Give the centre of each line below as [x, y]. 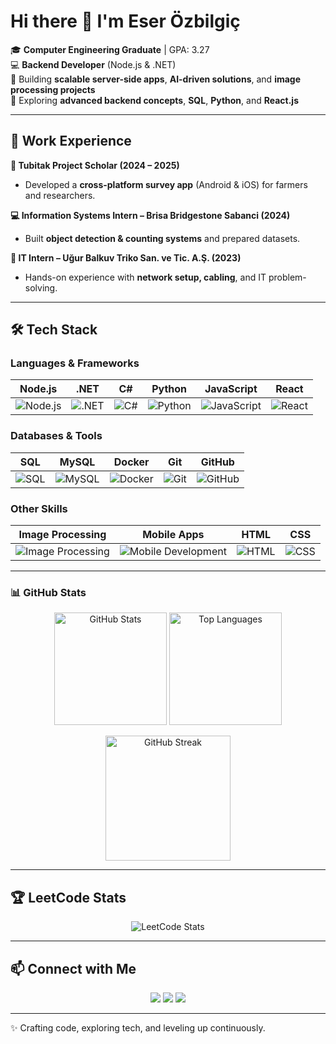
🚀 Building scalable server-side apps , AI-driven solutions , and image [156, 79]
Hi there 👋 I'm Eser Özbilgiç [125, 21]
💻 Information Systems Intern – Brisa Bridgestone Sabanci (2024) [150, 215]
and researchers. [60, 195]
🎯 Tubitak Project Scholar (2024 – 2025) [95, 165]
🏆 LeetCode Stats [68, 897]
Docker [131, 462]
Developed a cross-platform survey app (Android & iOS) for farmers [166, 184]
